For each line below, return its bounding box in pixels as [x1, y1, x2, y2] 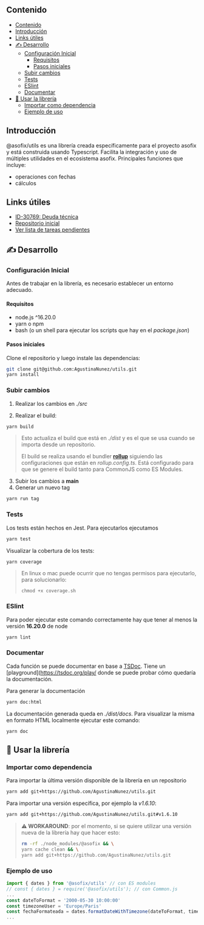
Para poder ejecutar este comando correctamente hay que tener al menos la [6, 615, 197, 623]
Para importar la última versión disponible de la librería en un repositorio [6, 777, 187, 784]
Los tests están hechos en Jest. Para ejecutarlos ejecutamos [6, 524, 159, 531]
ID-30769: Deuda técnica [15, 213, 79, 221]
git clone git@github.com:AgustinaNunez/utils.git [6, 366, 137, 372]
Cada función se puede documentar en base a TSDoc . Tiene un [6, 662, 166, 670]
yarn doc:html [6, 699, 42, 705]
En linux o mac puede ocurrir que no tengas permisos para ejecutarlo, [21, 570, 197, 577]
